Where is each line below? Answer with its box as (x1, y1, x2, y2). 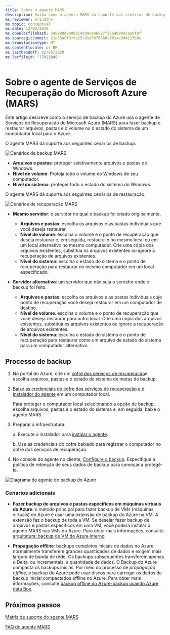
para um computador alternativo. (20, 343, 89, 349)
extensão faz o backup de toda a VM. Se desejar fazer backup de (12, 517, 150, 523)
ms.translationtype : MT (5, 40, 56, 46)
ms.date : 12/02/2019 (5, 26, 49, 31)
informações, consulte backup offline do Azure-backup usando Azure (12, 580, 158, 587)
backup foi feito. (12, 284, 47, 290)
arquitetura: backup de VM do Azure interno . (12, 533, 106, 539)
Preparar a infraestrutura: (12, 421, 66, 428)
